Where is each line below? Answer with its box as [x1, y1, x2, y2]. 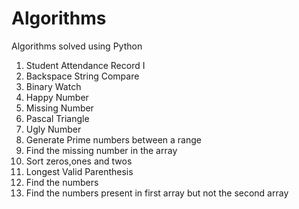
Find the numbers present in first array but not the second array [25, 187, 289, 199]
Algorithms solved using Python [11, 40, 143, 52]
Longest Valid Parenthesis [25, 165, 134, 177]
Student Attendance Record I [25, 59, 146, 71]
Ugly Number [25, 123, 82, 135]
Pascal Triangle [25, 112, 90, 124]
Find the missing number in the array [25, 144, 178, 156]
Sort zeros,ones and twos [25, 155, 133, 167]
